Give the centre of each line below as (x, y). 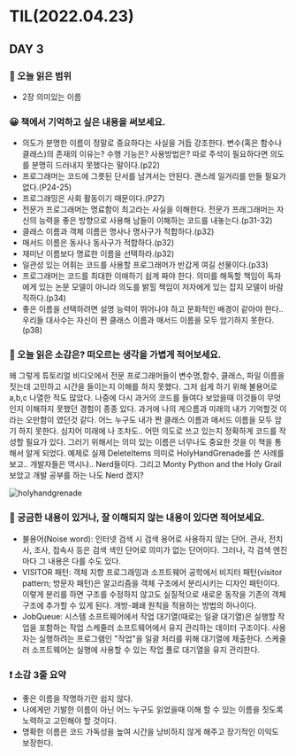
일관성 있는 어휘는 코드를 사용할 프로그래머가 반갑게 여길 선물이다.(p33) (145, 265)
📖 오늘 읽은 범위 (41, 75)
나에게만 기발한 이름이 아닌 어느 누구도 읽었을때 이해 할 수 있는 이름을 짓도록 (153, 710)
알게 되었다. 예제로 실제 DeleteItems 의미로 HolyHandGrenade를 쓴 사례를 (155, 453)
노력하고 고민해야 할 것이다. (69, 721)
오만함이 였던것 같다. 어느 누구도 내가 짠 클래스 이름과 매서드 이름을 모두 (149, 420)
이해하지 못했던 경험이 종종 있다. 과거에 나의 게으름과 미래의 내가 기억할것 (152, 409)
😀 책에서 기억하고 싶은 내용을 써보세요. (87, 121)
